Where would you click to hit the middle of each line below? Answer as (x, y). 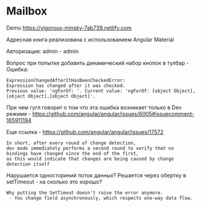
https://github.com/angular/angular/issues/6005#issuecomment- (113, 113)
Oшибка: (18, 69)
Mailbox (27, 11)
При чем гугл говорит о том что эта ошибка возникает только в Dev (94, 107)
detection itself (28, 164)
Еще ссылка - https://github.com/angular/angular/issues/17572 (85, 132)
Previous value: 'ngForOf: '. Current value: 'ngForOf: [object (89, 91)
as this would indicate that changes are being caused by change (90, 159)
